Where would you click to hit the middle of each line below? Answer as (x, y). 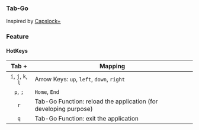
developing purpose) (64, 109)
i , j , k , (19, 77)
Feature (17, 37)
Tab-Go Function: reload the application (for (96, 102)
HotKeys (17, 50)
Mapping (113, 66)
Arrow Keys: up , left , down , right (80, 80)
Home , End (47, 92)
